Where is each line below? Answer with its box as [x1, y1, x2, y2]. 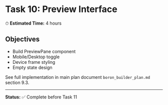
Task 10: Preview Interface [5, 4, 117, 15]
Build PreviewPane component [12, 48, 76, 54]
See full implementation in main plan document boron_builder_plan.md [5, 74, 150, 80]
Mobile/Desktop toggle [12, 54, 60, 60]
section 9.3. [5, 79, 29, 85]
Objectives [5, 35, 40, 44]
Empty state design [12, 64, 52, 70]
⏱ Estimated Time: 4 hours [5, 20, 61, 26]
